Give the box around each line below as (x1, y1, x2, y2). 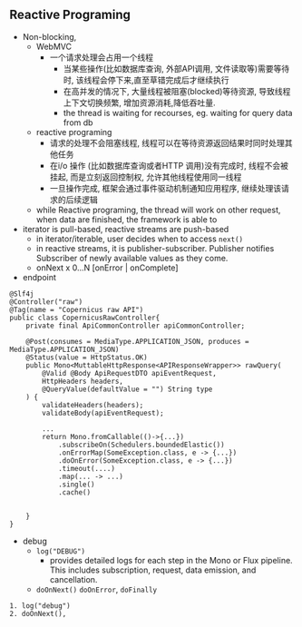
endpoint (22, 271, 57, 282)
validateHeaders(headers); (42, 400, 144, 409)
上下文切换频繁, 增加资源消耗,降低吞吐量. (63, 97, 216, 108)
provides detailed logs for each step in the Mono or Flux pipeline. (49, 554, 293, 565)
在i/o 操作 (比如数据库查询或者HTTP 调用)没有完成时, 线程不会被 (49, 160, 288, 171)
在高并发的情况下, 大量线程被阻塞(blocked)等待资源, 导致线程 (63, 85, 291, 96)
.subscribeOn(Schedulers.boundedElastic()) (57, 440, 225, 449)
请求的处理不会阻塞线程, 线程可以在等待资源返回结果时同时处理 (49, 137, 286, 148)
